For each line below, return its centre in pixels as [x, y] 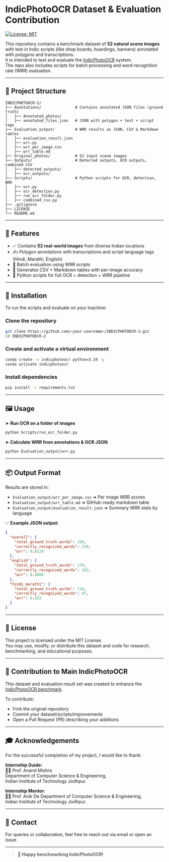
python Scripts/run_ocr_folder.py [41, 433]
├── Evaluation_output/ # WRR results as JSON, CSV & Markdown [82, 129]
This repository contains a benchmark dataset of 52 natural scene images [82, 43]
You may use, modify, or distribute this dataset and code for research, [78, 645]
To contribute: [20, 699]
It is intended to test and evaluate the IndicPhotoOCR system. [69, 60]
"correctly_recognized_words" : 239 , [53, 546]
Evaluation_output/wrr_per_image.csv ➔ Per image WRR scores [79, 497]
